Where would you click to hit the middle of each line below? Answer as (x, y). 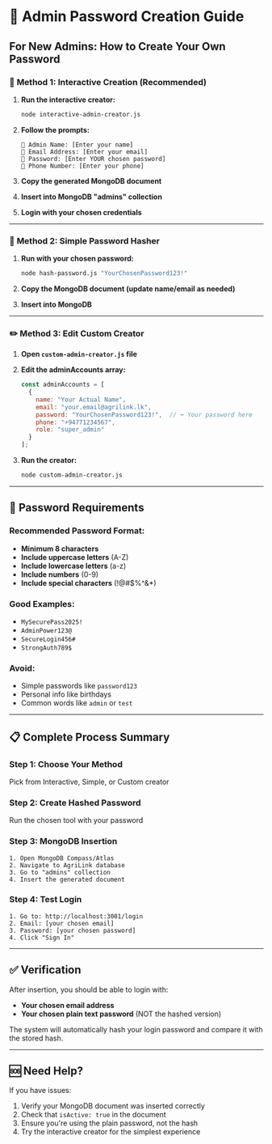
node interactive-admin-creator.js (81, 114)
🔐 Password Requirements (77, 508)
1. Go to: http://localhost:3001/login (76, 916)
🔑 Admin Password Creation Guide (127, 17)
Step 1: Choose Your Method (66, 764)
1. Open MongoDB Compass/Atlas (62, 858)
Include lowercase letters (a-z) (73, 566)
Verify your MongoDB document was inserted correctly (113, 1106)
